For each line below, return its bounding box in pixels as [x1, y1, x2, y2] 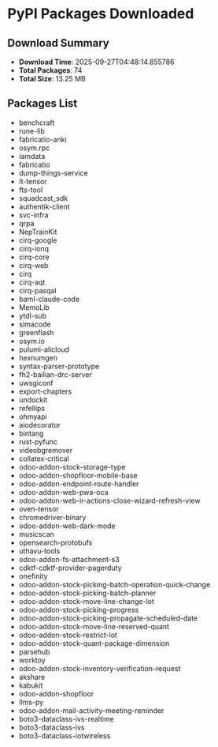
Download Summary [7, 36, 109, 50]
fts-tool [18, 185, 43, 194]
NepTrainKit [18, 227, 57, 236]
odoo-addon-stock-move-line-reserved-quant [18, 621, 170, 631]
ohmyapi [18, 412, 48, 421]
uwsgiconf [18, 378, 54, 387]
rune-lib [18, 126, 45, 135]
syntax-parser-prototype [18, 361, 100, 371]
